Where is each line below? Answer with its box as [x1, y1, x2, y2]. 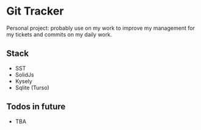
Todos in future [6, 101, 66, 112]
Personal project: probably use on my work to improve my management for [6, 24, 196, 32]
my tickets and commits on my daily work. [6, 30, 112, 38]
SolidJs [15, 71, 34, 78]
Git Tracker [6, 4, 64, 18]
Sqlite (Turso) [15, 84, 50, 91]
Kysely [15, 77, 32, 84]
